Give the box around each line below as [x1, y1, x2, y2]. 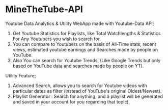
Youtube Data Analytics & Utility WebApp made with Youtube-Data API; [5, 20, 154, 26]
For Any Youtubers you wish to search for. [12, 36, 101, 42]
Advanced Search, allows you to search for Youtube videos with [12, 82, 147, 89]
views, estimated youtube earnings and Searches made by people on [12, 46, 158, 52]
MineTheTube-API [5, 4, 83, 15]
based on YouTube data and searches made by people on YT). [12, 63, 144, 69]
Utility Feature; [5, 72, 36, 78]
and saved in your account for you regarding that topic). [12, 98, 130, 105]
